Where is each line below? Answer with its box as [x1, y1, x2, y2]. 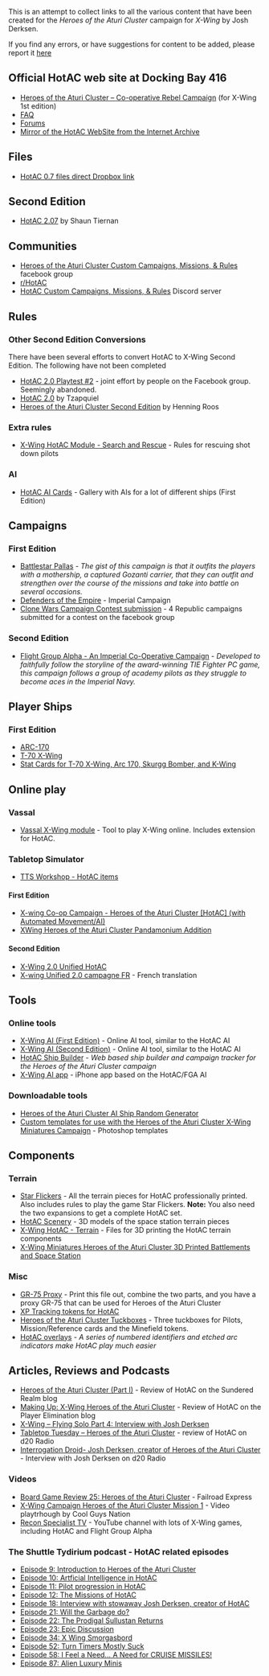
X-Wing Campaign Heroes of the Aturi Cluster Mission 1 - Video [19, 1500, 230, 1510]
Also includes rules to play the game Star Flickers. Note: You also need [19, 1200, 255, 1210]
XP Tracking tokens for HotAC [19, 1306, 120, 1316]
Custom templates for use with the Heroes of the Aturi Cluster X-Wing [19, 1117, 251, 1127]
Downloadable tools [8, 1090, 88, 1101]
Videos [8, 1473, 37, 1485]
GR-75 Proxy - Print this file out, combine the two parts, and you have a [19, 1289, 257, 1299]
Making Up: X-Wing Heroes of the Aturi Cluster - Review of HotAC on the [19, 1403, 262, 1412]
